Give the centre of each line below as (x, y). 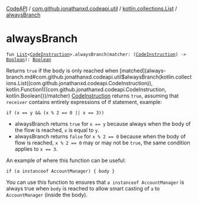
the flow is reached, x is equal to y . (57, 130)
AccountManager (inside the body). (47, 195)
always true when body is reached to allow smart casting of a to (83, 188)
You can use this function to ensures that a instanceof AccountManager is (95, 182)
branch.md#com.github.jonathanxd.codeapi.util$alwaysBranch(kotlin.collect (99, 77)
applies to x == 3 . (36, 149)
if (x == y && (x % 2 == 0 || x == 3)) (55, 113)
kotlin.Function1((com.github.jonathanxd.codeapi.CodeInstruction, (86, 89)
